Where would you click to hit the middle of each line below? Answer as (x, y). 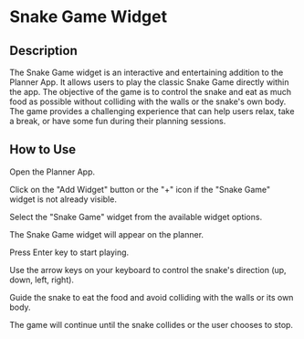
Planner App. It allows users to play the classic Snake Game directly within (149, 82)
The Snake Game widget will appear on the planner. (106, 234)
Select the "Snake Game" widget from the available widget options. (136, 217)
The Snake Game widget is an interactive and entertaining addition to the (147, 72)
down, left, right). (42, 280)
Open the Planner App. (52, 172)
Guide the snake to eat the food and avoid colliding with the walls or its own (152, 297)
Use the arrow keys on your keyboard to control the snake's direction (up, (148, 270)
